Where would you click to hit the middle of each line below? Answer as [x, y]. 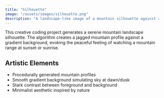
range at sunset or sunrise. [32, 48]
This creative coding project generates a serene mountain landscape [74, 33]
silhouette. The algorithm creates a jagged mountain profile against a [74, 37]
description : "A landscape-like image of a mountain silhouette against [81, 18]
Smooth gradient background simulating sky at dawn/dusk [71, 80]
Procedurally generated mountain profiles [54, 75]
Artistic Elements [32, 63]
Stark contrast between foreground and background [65, 85]
